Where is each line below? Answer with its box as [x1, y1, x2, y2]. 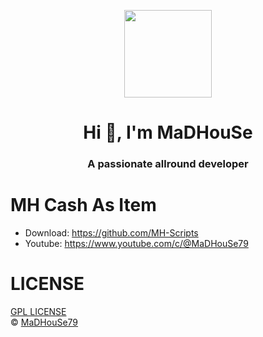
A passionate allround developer [87, 157, 249, 171]
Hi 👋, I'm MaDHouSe [83, 121, 253, 144]
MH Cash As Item [10, 194, 157, 217]
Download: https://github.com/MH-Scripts [24, 227, 199, 239]
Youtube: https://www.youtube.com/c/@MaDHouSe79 [24, 238, 249, 250]
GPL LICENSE [10, 305, 67, 317]
